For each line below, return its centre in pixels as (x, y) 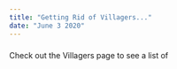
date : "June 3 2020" (47, 26)
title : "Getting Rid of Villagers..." (81, 17)
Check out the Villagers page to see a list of (89, 56)
